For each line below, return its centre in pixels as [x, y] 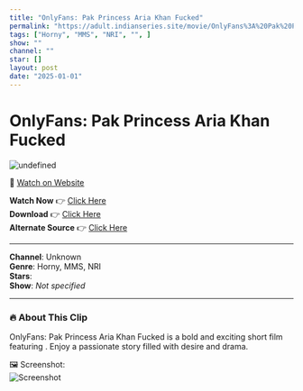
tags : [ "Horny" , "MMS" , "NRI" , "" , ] [80, 34]
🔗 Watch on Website [47, 182]
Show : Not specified [47, 286]
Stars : [21, 276]
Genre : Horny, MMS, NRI [55, 266]
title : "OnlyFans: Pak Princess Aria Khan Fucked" [106, 18]
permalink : [30, 26]
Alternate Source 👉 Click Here [69, 227]
